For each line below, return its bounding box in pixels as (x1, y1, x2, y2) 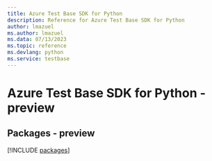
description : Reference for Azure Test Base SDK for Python (7, 17, 186, 24)
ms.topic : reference (7, 42, 67, 49)
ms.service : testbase (7, 56, 70, 62)
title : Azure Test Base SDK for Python (7, 10, 123, 17)
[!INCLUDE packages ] (7, 146, 70, 154)
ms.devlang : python (7, 49, 64, 56)
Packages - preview (7, 128, 95, 139)
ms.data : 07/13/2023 (7, 36, 67, 43)
